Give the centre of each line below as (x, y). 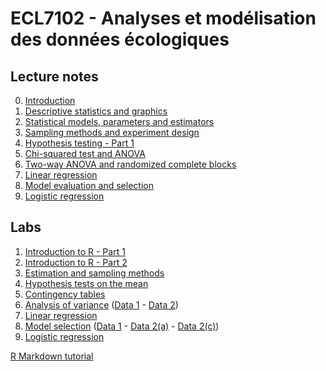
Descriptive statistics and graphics (96, 111)
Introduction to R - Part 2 (76, 262)
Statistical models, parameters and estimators (119, 121)
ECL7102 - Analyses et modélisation (163, 18)
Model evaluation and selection (89, 185)
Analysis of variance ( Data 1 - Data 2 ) (101, 304)
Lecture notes (54, 76)
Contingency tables (65, 294)
